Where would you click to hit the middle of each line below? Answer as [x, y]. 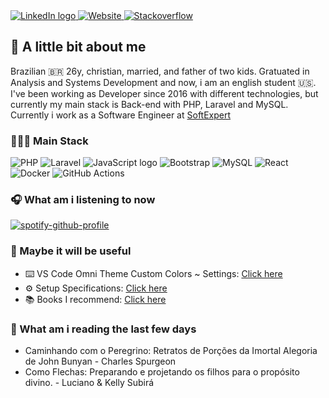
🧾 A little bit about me [78, 47]
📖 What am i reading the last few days [103, 329]
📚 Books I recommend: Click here [95, 299]
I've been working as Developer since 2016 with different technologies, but [164, 93]
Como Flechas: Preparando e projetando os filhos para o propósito [162, 372]
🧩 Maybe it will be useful [71, 251]
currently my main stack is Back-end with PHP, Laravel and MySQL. [149, 104]
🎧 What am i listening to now [83, 200]
